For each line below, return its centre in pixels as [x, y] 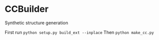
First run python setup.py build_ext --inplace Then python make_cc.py [79, 32]
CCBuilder [27, 9]
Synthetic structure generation [37, 23]
